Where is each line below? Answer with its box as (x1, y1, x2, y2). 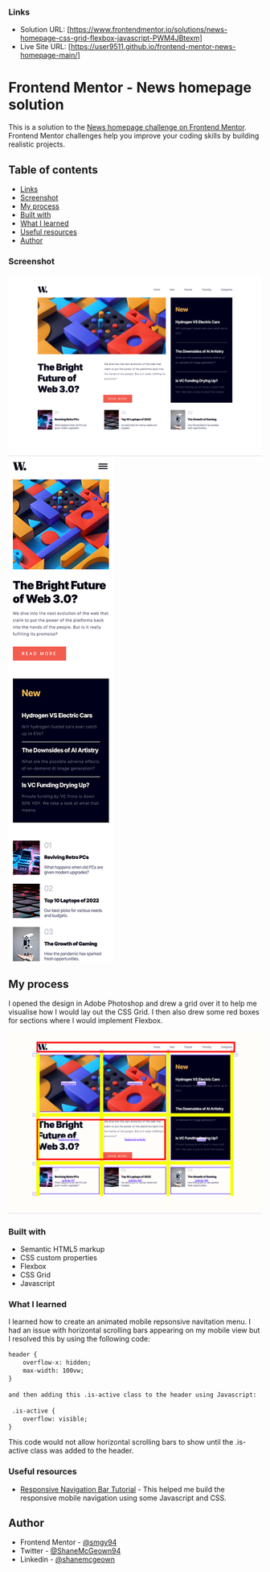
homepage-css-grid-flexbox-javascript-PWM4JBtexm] (19, 33, 202, 43)
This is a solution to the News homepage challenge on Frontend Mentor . (8, 122, 247, 132)
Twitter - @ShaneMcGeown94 (19, 1546, 121, 1556)
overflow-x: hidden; (22, 1358, 92, 1367)
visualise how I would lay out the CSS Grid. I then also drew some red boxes (8, 1006, 260, 1017)
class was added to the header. (30, 1445, 134, 1456)
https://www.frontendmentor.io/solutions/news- (69, 25, 227, 35)
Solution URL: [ (19, 25, 70, 35)
